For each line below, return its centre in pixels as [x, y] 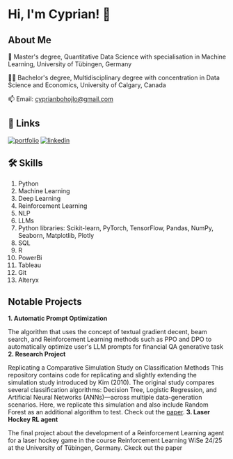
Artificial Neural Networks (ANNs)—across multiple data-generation [105, 398]
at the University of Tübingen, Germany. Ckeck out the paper [95, 448]
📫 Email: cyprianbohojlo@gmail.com [61, 99]
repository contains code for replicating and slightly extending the [102, 375]
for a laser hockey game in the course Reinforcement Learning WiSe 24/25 [115, 441]
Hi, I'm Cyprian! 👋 [59, 14]
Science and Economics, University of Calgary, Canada [87, 85]
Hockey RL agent [33, 420]
